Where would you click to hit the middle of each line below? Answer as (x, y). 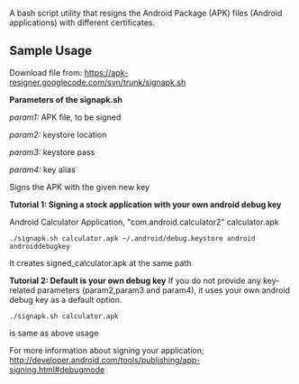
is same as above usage (54, 333)
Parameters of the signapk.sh (66, 99)
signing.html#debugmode (57, 370)
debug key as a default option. (66, 299)
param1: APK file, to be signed (65, 117)
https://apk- (106, 72)
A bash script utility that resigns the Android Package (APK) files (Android (146, 13)
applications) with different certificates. (82, 23)
